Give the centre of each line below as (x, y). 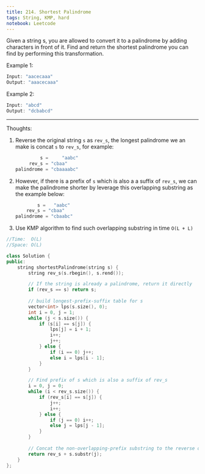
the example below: (40, 194)
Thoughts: (19, 128)
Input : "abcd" (24, 105)
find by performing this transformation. (55, 54)
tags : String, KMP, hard (38, 18)
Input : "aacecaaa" (30, 77)
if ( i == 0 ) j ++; (72, 352)
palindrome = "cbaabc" (44, 217)
